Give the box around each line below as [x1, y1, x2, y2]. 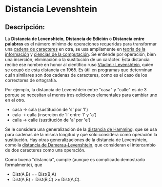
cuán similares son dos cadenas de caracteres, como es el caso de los [5, 72, 147, 78]
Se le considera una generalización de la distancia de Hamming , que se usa [5, 126, 157, 132]
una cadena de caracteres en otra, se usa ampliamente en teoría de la [5, 46, 145, 52]
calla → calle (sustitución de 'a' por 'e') [12, 117, 91, 123]
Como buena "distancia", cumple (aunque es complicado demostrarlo [5, 157, 145, 162]
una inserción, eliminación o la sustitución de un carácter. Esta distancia [5, 57, 150, 62]
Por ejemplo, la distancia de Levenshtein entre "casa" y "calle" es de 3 [5, 87, 147, 92]
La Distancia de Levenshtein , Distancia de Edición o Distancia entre [5, 36, 145, 42]
